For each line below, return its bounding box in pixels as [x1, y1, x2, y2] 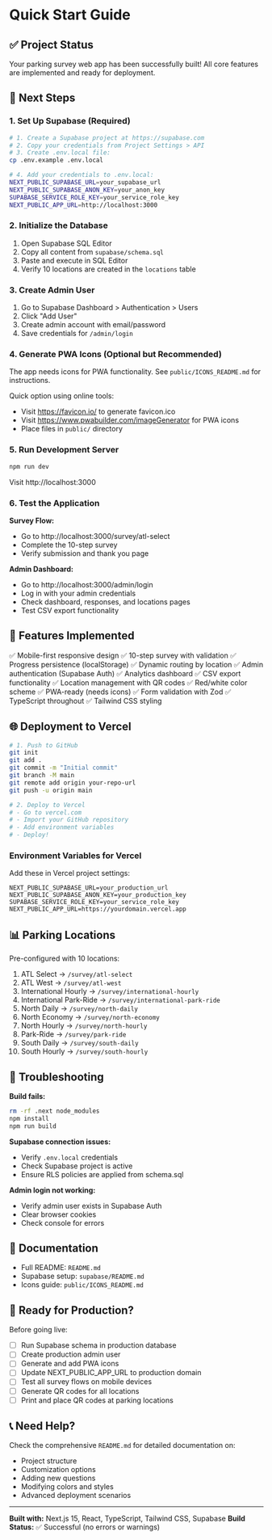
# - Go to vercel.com [9, 808, 82, 817]
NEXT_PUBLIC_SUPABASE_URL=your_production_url [9, 884, 169, 892]
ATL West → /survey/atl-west [20, 978, 122, 987]
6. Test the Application [9, 497, 100, 508]
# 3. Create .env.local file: [9, 149, 111, 157]
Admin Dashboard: [9, 564, 73, 574]
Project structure [20, 1456, 77, 1466]
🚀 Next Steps [9, 91, 76, 105]
